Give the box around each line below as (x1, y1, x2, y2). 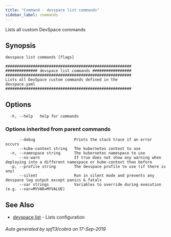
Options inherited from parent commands (5, 126, 111, 133)
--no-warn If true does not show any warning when (18, 155, 161, 161)
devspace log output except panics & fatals (5, 177, 102, 183)
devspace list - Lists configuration (12, 214, 85, 221)
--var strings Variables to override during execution (18, 182, 161, 187)
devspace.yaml (5, 82, 36, 87)
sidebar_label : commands (5, 12, 58, 17)
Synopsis (5, 41, 36, 50)
